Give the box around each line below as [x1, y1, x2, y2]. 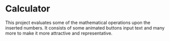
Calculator [5, 3, 50, 14]
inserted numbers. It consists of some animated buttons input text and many [5, 24, 165, 30]
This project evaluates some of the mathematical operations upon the [5, 19, 151, 25]
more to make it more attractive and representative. [5, 30, 113, 36]
